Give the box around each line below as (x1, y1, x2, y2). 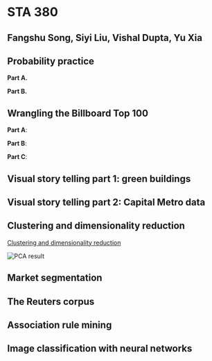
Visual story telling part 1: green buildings (7, 173, 191, 185)
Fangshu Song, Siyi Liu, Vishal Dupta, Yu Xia (7, 32, 203, 44)
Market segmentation (7, 272, 103, 284)
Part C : (7, 153, 28, 161)
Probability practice (7, 55, 95, 67)
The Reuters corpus (7, 296, 95, 308)
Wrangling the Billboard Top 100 (7, 107, 149, 119)
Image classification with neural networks (7, 343, 193, 355)
